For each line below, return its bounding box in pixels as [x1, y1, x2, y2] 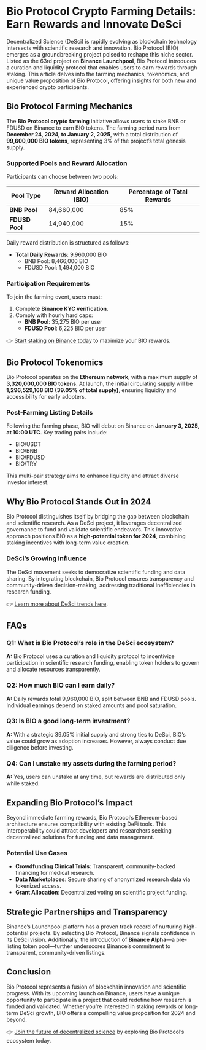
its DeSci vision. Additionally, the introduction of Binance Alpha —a [6, 936, 175, 944]
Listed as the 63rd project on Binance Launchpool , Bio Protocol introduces [6, 57, 196, 65]
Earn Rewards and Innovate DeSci [6, 17, 182, 31]
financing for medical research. [15, 869, 95, 877]
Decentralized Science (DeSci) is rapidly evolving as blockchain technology [6, 37, 197, 45]
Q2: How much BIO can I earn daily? [6, 681, 115, 689]
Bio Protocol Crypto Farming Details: [6, 4, 196, 18]
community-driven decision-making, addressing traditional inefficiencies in [6, 581, 196, 589]
